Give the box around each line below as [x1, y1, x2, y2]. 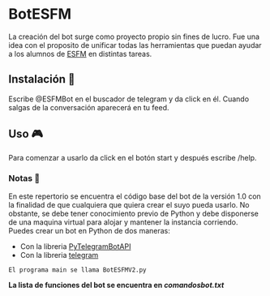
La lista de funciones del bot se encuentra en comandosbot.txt [8, 280, 225, 290]
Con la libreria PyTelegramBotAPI [19, 241, 131, 251]
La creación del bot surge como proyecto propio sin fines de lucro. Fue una [8, 32, 260, 41]
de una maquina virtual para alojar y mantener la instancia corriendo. [8, 217, 238, 227]
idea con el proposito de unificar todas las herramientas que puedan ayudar [8, 40, 262, 49]
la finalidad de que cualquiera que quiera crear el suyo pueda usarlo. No [8, 199, 250, 209]
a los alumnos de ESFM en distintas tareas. [8, 49, 152, 58]
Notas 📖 [8, 173, 41, 184]
